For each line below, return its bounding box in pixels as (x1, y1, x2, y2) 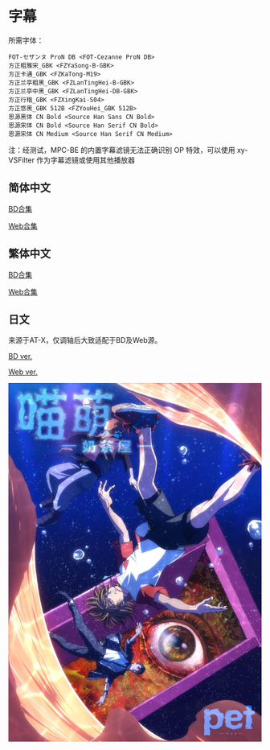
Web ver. (8, 367, 38, 377)
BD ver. (8, 352, 33, 361)
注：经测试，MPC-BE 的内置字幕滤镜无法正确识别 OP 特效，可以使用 (8, 145, 235, 155)
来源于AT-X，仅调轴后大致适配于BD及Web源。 (8, 336, 162, 345)
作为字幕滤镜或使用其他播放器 (35, 155, 135, 165)
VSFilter (8, 155, 35, 165)
